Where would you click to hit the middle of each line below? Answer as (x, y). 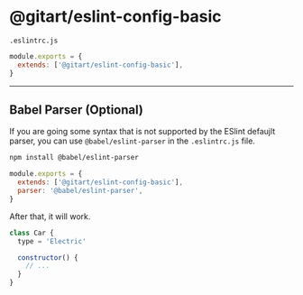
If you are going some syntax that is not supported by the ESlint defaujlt (142, 132)
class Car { (32, 233)
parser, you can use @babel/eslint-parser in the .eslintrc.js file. (132, 141)
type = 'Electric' (52, 241)
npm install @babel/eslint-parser (74, 158)
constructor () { (48, 258)
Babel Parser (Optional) (77, 110)
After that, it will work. (50, 216)
